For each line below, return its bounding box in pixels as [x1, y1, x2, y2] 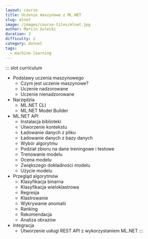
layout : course [5, 7, 38, 13]
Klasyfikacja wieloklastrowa [20, 183, 80, 190]
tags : [5, 46, 17, 51]
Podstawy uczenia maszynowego [12, 75, 84, 81]
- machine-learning [10, 50, 52, 56]
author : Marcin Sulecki [5, 27, 57, 32]
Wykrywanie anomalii [20, 200, 66, 206]
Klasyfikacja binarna [20, 178, 64, 185]
